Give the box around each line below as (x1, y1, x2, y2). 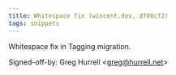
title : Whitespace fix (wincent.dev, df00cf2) (8, 11, 169, 20)
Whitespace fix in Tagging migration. (8, 41, 131, 51)
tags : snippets (8, 19, 60, 27)
